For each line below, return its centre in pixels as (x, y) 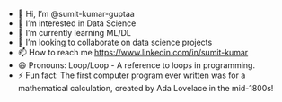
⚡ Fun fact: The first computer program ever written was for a (132, 75)
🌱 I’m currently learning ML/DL (75, 33)
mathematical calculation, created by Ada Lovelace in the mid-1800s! (145, 88)
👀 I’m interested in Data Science (77, 23)
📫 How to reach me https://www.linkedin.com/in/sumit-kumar (133, 52)
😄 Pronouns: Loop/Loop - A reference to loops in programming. (137, 65)
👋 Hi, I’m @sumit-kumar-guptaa (76, 14)
